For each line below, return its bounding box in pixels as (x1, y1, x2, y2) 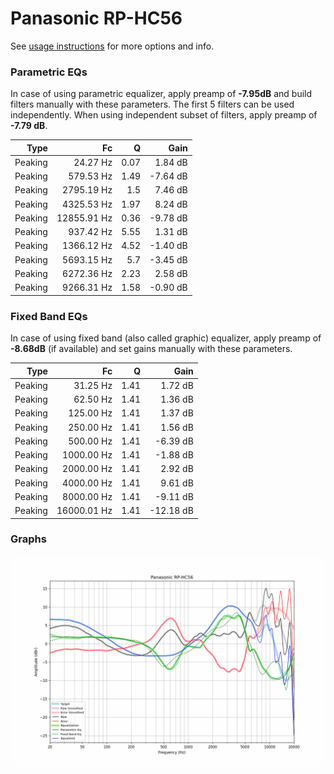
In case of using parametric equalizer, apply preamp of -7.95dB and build (10, 88, 313, 100)
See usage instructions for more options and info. (10, 40, 215, 52)
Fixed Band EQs (10, 309, 88, 323)
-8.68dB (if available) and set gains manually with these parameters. (10, 343, 293, 355)
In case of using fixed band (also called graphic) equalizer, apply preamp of (10, 332, 322, 344)
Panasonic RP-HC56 (10, 7, 183, 30)
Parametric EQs (10, 65, 88, 79)
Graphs (10, 532, 47, 546)
